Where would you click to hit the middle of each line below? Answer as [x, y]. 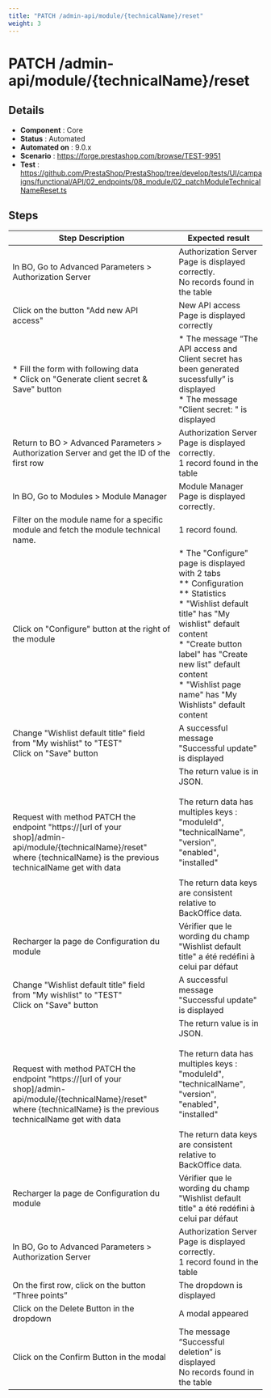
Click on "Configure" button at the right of [92, 629]
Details [26, 110]
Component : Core [51, 129]
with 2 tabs [200, 574]
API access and [208, 349]
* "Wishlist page [210, 684]
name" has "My [208, 695]
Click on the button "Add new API [75, 311]
